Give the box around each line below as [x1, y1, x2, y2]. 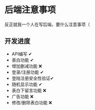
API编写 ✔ [11, 51, 32, 56]
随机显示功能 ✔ [11, 81, 42, 87]
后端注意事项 [4, 4, 57, 16]
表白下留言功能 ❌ [11, 87, 47, 93]
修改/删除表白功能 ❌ [11, 99, 52, 105]
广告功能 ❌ [11, 93, 34, 99]
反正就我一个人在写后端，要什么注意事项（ [4, 21, 90, 27]
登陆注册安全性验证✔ [11, 75, 54, 81]
